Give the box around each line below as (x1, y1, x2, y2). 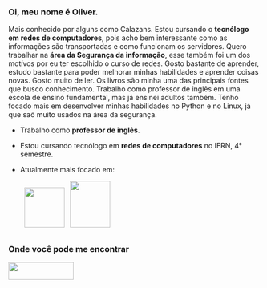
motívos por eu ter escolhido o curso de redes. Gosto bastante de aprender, (8, 59, 259, 68)
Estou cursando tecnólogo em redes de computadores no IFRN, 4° (19, 141, 243, 151)
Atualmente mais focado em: (19, 165, 115, 175)
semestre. (19, 149, 54, 159)
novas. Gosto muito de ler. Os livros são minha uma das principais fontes (8, 75, 249, 86)
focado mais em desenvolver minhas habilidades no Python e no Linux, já (8, 101, 251, 111)
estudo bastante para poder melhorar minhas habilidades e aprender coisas (8, 67, 259, 77)
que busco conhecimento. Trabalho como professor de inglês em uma (8, 84, 241, 94)
